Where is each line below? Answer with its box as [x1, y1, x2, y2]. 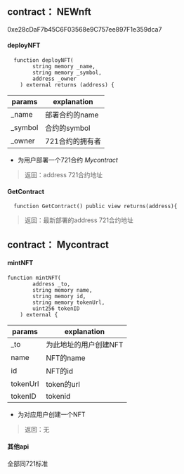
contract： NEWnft [7, 6, 91, 18]
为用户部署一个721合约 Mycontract [17, 156, 118, 165]
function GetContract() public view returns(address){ [13, 203, 178, 210]
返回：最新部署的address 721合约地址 [24, 216, 133, 224]
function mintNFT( [7, 274, 61, 281]
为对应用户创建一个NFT [17, 410, 86, 418]
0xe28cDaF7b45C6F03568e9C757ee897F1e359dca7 [7, 25, 162, 33]
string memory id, [32, 293, 86, 300]
